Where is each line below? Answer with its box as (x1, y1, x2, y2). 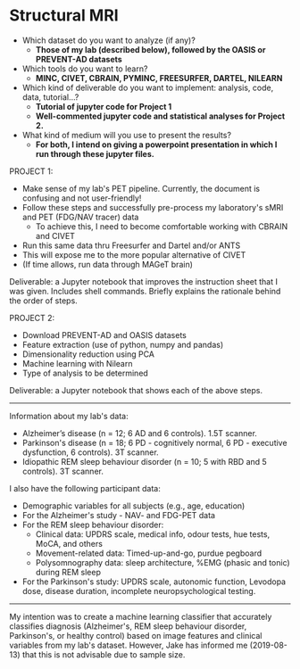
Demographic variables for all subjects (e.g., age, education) (21, 500, 246, 511)
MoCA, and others (35, 538, 103, 549)
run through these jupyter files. (35, 148, 154, 159)
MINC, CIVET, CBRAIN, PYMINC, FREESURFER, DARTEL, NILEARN (35, 72, 283, 83)
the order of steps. (9, 295, 78, 306)
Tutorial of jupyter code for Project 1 (35, 101, 172, 111)
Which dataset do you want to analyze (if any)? (21, 35, 196, 45)
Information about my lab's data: (9, 410, 129, 421)
